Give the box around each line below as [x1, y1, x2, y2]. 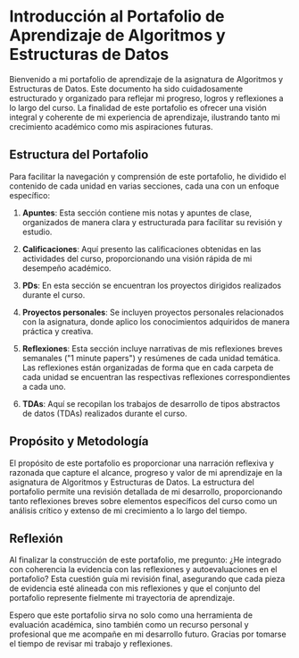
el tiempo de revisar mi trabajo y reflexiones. [9, 638, 173, 649]
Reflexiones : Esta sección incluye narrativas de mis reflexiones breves [21, 342, 283, 354]
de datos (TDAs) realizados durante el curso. [21, 408, 187, 418]
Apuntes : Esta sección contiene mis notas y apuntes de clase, [21, 207, 253, 218]
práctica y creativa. [21, 325, 94, 336]
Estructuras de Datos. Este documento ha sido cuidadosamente [9, 83, 244, 94]
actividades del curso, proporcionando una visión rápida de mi [21, 253, 253, 264]
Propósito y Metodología [9, 434, 149, 449]
